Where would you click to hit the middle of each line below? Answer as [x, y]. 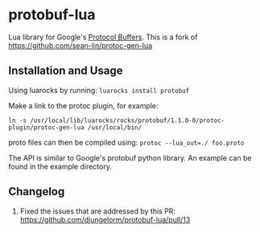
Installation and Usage [66, 71]
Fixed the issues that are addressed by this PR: [97, 211]
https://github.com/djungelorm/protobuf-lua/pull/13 [105, 219]
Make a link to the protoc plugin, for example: [83, 105]
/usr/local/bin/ [115, 127]
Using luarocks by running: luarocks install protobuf [99, 90]
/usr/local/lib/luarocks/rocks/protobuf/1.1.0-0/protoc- [127, 120]
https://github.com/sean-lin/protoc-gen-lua [80, 45]
